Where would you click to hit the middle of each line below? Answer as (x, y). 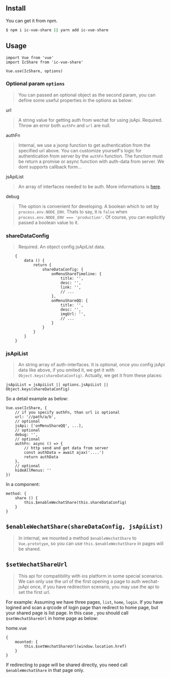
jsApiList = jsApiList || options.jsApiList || (57, 385)
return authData (41, 457)
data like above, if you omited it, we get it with (66, 370)
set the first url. (34, 592)
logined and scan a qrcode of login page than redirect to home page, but (82, 608)
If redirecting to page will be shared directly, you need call (67, 665)
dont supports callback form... (50, 167)
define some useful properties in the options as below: (75, 100)
